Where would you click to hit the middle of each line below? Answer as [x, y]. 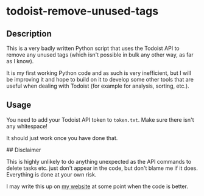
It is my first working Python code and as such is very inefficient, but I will [99, 73]
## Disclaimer [24, 150]
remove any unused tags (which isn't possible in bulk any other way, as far [100, 55]
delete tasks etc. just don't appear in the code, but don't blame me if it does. [102, 168]
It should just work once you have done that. [62, 138]
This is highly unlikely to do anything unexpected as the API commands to [99, 161]
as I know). [20, 61]
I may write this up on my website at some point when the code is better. [97, 186]
